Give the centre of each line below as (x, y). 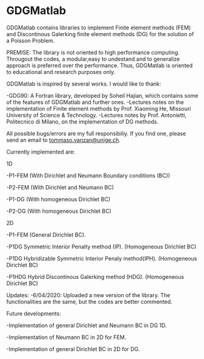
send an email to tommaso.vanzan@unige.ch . (63, 140)
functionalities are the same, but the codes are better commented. (89, 302)
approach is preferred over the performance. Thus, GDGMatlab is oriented (100, 65)
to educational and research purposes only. (61, 72)
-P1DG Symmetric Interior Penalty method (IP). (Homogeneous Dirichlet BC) (101, 246)
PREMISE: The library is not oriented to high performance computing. (93, 52)
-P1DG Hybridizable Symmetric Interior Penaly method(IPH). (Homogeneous (102, 258)
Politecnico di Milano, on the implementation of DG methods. (83, 121)
